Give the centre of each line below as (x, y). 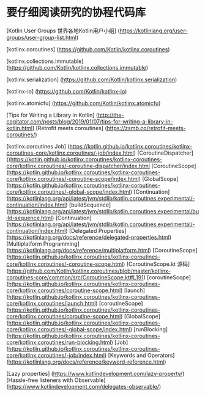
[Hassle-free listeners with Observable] (56, 380)
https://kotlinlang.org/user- (154, 31)
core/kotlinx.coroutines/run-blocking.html (59, 342)
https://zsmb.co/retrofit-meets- (146, 128)
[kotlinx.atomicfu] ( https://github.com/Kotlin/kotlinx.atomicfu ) (84, 103)
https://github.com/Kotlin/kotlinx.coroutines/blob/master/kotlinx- (90, 271)
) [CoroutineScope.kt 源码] (157, 264)
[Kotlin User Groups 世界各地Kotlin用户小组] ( (63, 31)
